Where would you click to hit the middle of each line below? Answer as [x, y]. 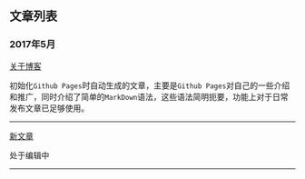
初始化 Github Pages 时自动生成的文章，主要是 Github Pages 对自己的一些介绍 [150, 85]
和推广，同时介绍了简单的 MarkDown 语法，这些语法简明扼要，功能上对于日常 [149, 96]
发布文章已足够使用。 [49, 108]
